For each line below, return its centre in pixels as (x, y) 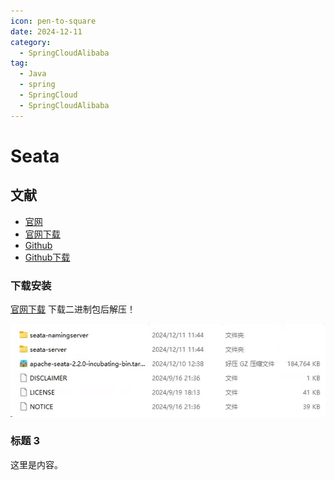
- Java (33, 74)
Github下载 (47, 257)
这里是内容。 (36, 464)
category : (31, 42)
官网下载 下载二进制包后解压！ (73, 309)
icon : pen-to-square (53, 21)
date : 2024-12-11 (46, 31)
